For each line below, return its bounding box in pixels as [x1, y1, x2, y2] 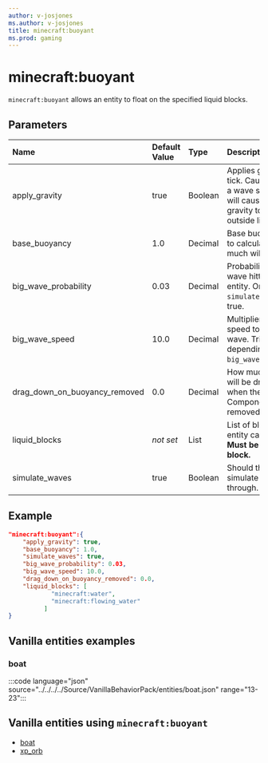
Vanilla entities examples [8, 634, 136, 647]
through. [227, 482, 259, 493]
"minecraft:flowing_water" [50, 597, 141, 605]
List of [227, 420, 250, 430]
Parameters [8, 117, 68, 132]
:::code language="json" [8, 676, 89, 686]
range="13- [220, 685, 258, 694]
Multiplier [227, 314, 262, 324]
